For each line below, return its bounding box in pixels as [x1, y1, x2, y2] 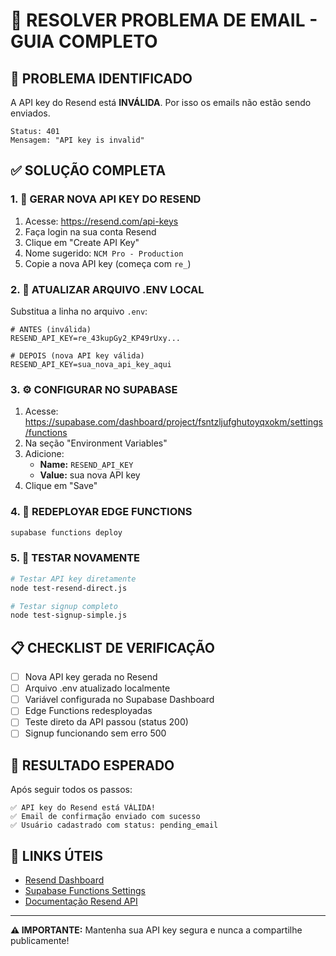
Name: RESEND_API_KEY [39, 459, 134, 471]
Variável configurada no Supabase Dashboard [24, 694, 215, 706]
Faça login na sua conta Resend [24, 225, 157, 238]
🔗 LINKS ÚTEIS [10, 847, 103, 864]
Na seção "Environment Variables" [24, 437, 168, 449]
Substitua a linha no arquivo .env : [10, 305, 148, 317]
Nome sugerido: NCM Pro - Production [24, 247, 184, 259]
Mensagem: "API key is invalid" [10, 135, 145, 145]
